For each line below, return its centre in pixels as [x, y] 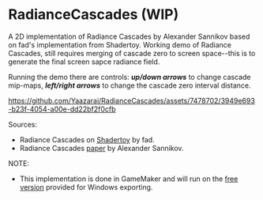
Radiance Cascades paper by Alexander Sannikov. [101, 148]
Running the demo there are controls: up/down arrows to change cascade [130, 77]
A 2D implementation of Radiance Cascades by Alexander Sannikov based [129, 36]
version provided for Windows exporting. [86, 187]
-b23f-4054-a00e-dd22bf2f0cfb [62, 109]
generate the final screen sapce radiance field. [84, 62]
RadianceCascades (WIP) [94, 15]
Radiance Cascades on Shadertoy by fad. [87, 139]
